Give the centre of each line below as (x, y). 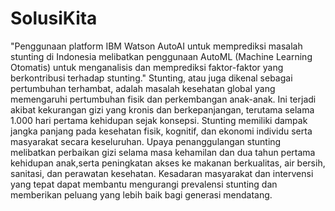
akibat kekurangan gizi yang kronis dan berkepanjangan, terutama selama (162, 109)
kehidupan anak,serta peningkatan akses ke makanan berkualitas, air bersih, (168, 163)
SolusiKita (54, 18)
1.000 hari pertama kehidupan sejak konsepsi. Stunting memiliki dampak (159, 120)
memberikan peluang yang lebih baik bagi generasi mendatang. (141, 194)
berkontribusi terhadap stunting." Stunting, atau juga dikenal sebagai (151, 78)
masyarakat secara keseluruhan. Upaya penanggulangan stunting (146, 141)
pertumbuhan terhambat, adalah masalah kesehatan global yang (143, 88)
